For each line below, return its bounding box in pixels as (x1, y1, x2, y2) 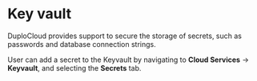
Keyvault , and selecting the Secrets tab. (7, 63, 142, 72)
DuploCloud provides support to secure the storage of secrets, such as (7, 31, 242, 40)
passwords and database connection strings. (7, 39, 157, 48)
